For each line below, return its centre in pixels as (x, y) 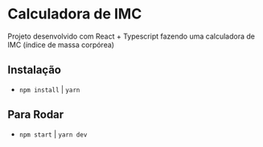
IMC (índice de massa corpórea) (61, 44)
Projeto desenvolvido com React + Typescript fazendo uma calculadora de (131, 36)
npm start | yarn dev (53, 134)
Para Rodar (36, 114)
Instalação (35, 70)
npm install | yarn (49, 89)
